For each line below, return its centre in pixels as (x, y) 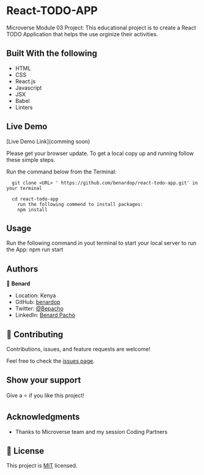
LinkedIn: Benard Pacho (45, 315)
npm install (32, 210)
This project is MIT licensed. (42, 466)
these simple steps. (31, 159)
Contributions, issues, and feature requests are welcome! (78, 349)
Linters (24, 107)
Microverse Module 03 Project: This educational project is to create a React (101, 28)
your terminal (24, 188)
